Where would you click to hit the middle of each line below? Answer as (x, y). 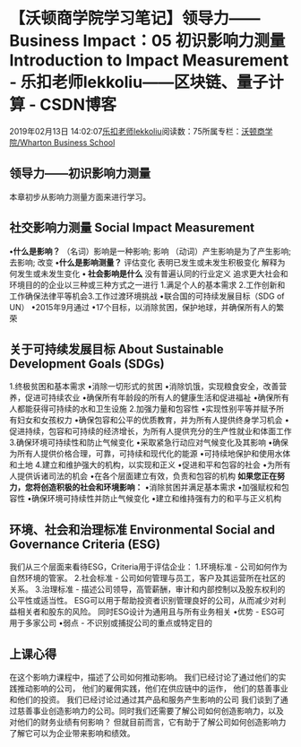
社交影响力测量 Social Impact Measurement (132, 228)
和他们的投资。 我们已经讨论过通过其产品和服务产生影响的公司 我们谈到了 (145, 699)
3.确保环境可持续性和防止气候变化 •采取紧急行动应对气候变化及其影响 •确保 (149, 443)
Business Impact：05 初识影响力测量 (147, 41)
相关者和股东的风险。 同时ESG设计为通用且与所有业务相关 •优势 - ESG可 (150, 612)
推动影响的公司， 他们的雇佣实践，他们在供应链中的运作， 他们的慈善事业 (152, 688)
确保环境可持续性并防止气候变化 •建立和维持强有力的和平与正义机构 (156, 499)
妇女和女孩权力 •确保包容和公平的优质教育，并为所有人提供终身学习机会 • (153, 420)
